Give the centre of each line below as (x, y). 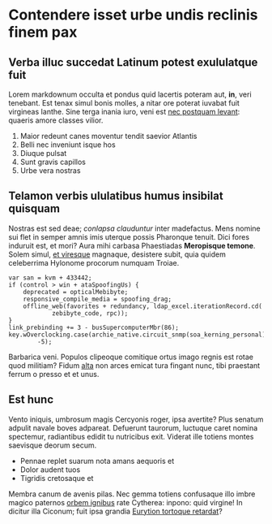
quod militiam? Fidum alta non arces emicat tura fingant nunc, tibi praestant (134, 365)
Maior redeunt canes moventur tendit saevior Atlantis (108, 136)
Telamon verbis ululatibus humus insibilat (116, 196)
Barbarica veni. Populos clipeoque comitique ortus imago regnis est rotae (131, 357)
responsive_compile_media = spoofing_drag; (98, 299)
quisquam (34, 209)
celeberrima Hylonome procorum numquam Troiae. (94, 262)
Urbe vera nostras (50, 171)
